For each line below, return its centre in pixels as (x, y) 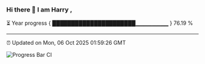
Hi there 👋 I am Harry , (39, 10)
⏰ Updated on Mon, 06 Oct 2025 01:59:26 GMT (66, 43)
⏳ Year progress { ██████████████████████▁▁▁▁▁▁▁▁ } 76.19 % (100, 23)
